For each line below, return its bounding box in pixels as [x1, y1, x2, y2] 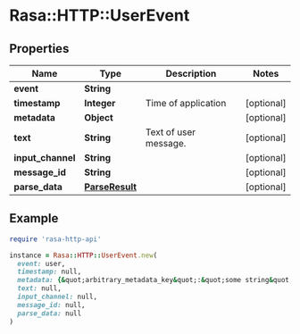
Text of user [145, 126, 196, 138]
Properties [9, 41, 70, 56]
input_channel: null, [17, 292, 98, 302]
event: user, [17, 259, 66, 268]
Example [9, 211, 59, 226]
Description [165, 68, 217, 79]
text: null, [17, 284, 62, 293]
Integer [84, 97, 116, 109]
